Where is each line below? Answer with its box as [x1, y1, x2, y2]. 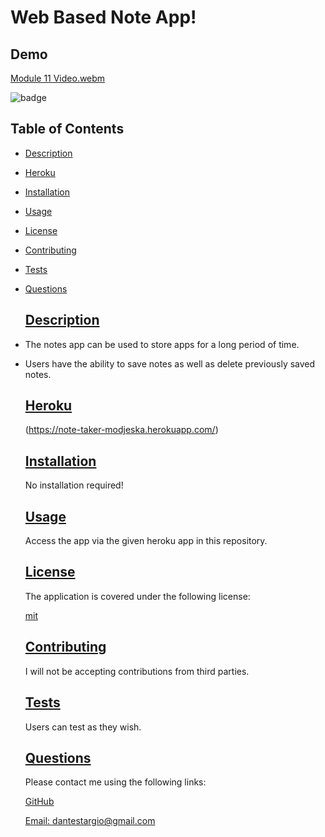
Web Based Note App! [10, 6, 197, 29]
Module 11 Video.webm [10, 72, 106, 84]
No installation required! [24, 479, 124, 491]
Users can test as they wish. [24, 721, 142, 733]
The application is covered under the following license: [24, 590, 251, 602]
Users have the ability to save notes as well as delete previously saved [24, 357, 316, 370]
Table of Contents [10, 121, 125, 138]
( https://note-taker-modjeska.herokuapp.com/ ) [24, 424, 219, 436]
